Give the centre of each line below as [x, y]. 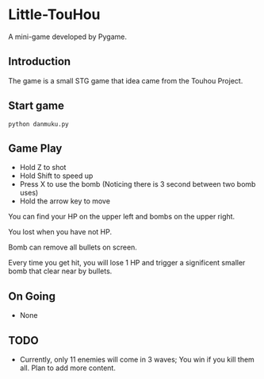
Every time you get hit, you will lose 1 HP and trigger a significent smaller [127, 263]
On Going [32, 296]
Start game [36, 106]
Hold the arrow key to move [65, 201]
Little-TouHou [54, 15]
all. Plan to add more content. [68, 368]
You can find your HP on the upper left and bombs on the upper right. [122, 217]
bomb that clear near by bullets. [60, 271]
